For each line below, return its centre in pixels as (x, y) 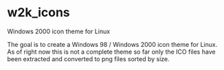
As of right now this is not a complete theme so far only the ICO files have (111, 52)
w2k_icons (38, 13)
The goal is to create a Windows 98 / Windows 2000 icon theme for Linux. (112, 44)
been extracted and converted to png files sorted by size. (88, 58)
